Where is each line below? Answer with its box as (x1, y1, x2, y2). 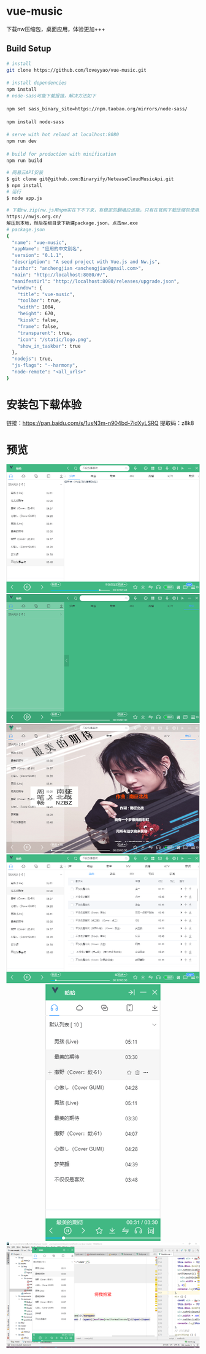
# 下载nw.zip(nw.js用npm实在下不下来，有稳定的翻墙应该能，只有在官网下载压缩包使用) (6, 207, 202, 213)
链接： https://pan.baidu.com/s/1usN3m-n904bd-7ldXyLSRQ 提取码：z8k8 (6, 419, 194, 427)
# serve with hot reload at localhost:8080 (6, 132, 120, 138)
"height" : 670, (17, 311, 56, 317)
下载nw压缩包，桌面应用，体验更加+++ (6, 25, 105, 33)
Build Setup (6, 44, 51, 54)
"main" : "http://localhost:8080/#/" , (12, 272, 109, 278)
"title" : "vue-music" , (17, 291, 75, 297)
